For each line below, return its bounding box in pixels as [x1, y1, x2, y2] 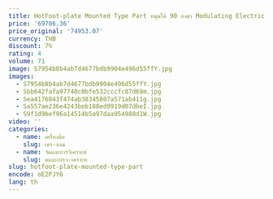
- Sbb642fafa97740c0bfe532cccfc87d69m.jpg [15, 87, 162, 96]
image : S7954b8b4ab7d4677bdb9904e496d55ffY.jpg [8, 65, 173, 73]
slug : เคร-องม [23, 140, 66, 149]
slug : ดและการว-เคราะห [23, 155, 88, 163]
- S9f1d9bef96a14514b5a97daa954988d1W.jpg [15, 110, 162, 119]
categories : [8, 125, 49, 133]
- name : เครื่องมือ [15, 132, 65, 141]
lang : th [8, 178, 38, 187]
